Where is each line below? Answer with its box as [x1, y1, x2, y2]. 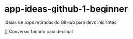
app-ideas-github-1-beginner [4, 3, 128, 14]
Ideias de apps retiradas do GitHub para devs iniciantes [4, 19, 117, 25]
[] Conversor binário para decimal [4, 28, 73, 34]
